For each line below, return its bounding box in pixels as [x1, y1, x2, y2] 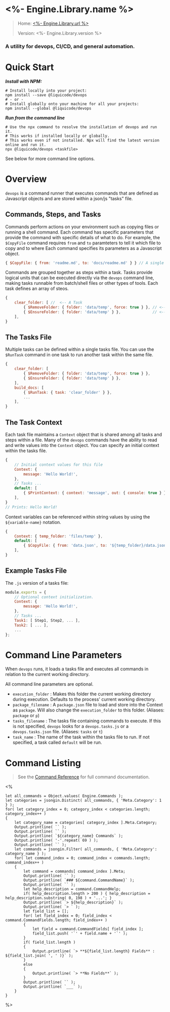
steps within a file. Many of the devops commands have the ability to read [5, 437, 158, 443]
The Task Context [5, 418, 62, 427]
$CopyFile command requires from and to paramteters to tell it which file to [5, 240, 161, 246]
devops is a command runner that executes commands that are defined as [5, 190, 158, 196]
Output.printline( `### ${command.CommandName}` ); [23, 878, 135, 883]
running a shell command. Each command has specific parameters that [5, 229, 154, 235]
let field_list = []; [23, 909, 69, 914]
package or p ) [12, 713, 39, 719]
